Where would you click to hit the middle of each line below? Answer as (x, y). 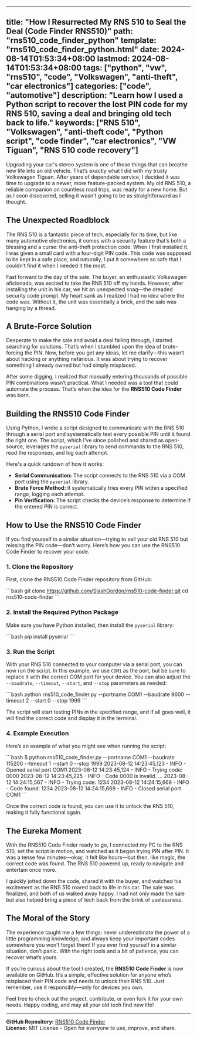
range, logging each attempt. (50, 494)
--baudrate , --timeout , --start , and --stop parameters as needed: (86, 683)
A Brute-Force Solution (49, 327)
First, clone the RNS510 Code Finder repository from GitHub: (79, 579)
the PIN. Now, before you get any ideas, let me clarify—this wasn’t (104, 353)
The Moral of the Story (48, 918)
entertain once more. (31, 870)
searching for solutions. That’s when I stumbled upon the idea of (84, 347)
